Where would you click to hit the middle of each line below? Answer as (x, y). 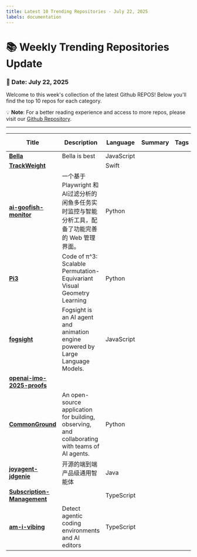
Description (81, 142)
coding (72, 523)
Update (24, 64)
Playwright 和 (80, 185)
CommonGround (33, 424)
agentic (72, 515)
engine (71, 339)
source (72, 402)
